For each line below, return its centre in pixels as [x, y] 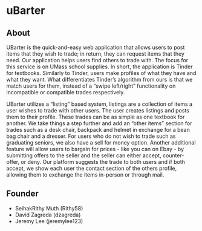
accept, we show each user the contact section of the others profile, [92, 168]
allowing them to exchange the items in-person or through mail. [85, 175]
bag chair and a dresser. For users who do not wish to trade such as [91, 136]
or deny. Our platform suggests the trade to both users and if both [103, 162]
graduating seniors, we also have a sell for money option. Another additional [101, 142]
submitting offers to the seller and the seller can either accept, [84, 155]
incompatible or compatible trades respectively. [66, 92]
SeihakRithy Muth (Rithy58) [49, 208]
